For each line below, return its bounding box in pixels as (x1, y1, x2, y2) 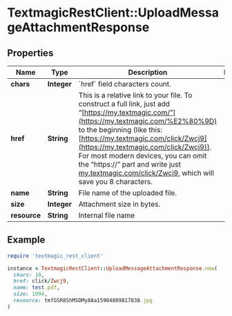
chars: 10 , (13, 271, 45, 278)
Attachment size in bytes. (78, 199, 161, 209)
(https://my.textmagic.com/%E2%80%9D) (78, 116, 217, 126)
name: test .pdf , (13, 284, 60, 291)
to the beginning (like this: (78, 125, 163, 134)
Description (128, 68, 168, 77)
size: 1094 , (13, 290, 48, 298)
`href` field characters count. (78, 80, 171, 89)
